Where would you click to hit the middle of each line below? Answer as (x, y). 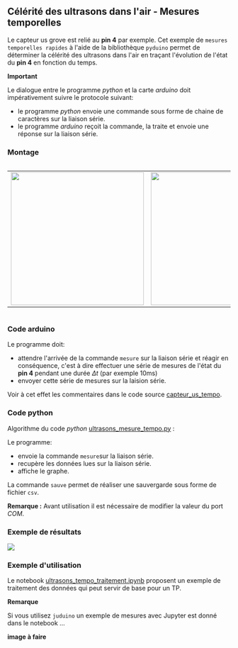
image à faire (27, 637)
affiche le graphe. (43, 471)
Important (22, 76)
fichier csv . (23, 492)
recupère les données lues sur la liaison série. (84, 463)
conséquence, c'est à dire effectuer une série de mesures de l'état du (119, 366)
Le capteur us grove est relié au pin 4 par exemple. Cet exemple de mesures (118, 40)
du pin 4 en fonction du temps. (52, 62)
